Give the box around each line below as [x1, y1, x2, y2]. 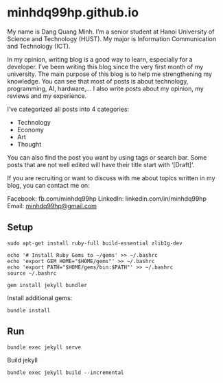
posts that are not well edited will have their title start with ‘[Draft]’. [7, 160, 194, 169]
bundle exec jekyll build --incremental [7, 369, 125, 376]
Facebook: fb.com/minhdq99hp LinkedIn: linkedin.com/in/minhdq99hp [7, 194, 207, 203]
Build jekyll [7, 356, 38, 364]
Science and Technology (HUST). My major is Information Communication [7, 34, 217, 42]
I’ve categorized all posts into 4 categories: [7, 105, 129, 113]
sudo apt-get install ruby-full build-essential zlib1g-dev [7, 240, 183, 247]
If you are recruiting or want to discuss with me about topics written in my [7, 173, 215, 182]
